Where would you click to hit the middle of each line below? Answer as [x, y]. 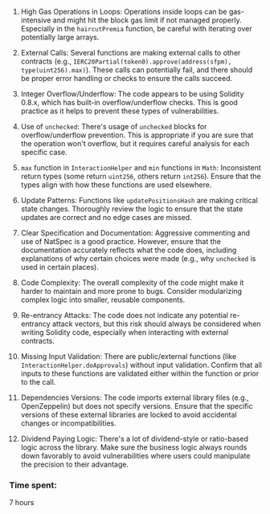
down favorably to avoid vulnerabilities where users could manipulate [135, 456]
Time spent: [33, 485]
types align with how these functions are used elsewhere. [116, 185]
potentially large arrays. [60, 37]
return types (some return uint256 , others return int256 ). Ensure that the [141, 176]
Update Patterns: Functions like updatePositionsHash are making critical [139, 200]
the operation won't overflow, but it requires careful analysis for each [135, 143]
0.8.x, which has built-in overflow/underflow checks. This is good [129, 102]
